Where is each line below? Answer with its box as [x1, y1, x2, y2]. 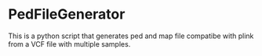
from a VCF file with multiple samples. [8, 39, 131, 48]
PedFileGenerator [8, 5, 126, 23]
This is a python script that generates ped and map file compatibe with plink [8, 31, 254, 40]
